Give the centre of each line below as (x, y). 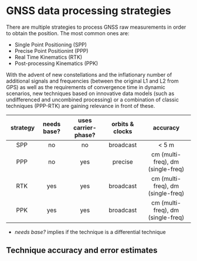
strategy (23, 127)
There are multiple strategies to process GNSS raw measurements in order (96, 27)
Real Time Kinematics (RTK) (48, 57)
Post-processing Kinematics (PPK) (56, 63)
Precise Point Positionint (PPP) (52, 50)
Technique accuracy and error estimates (82, 250)
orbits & (123, 124)
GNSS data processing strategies (89, 11)
